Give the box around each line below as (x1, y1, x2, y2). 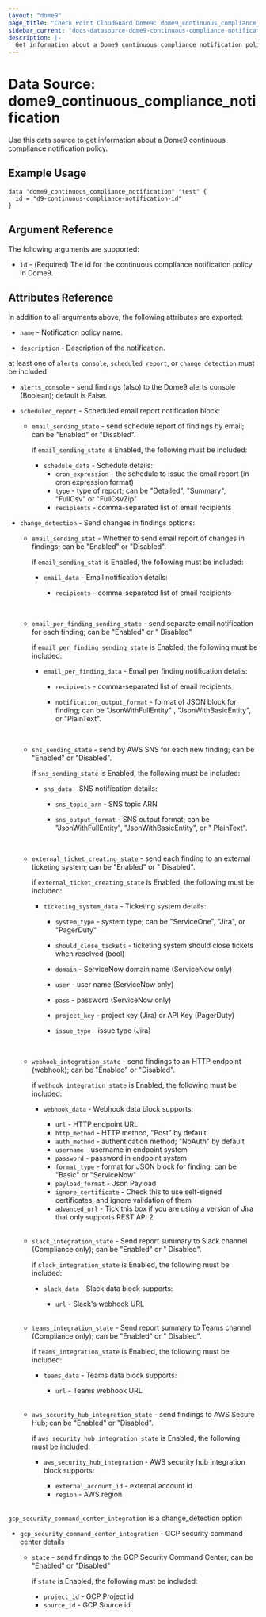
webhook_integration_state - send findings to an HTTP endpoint (31, 1056, 241, 1066)
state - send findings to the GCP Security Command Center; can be (31, 1552, 253, 1561)
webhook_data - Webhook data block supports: (43, 1104, 194, 1113)
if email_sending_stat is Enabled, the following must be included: (31, 557, 244, 567)
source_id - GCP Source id (43, 1600, 131, 1609)
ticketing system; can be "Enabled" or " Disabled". (31, 862, 196, 871)
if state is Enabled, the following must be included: (31, 1576, 198, 1585)
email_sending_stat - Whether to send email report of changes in (31, 533, 245, 543)
